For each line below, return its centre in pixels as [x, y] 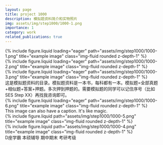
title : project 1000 [26, 14]
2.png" [12, 66]
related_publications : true [34, 37]
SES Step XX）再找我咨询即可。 [37, 95]
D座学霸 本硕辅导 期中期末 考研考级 [41, 137]
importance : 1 [20, 28]
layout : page [18, 10]
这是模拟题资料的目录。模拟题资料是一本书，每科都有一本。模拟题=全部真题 [81, 83]
